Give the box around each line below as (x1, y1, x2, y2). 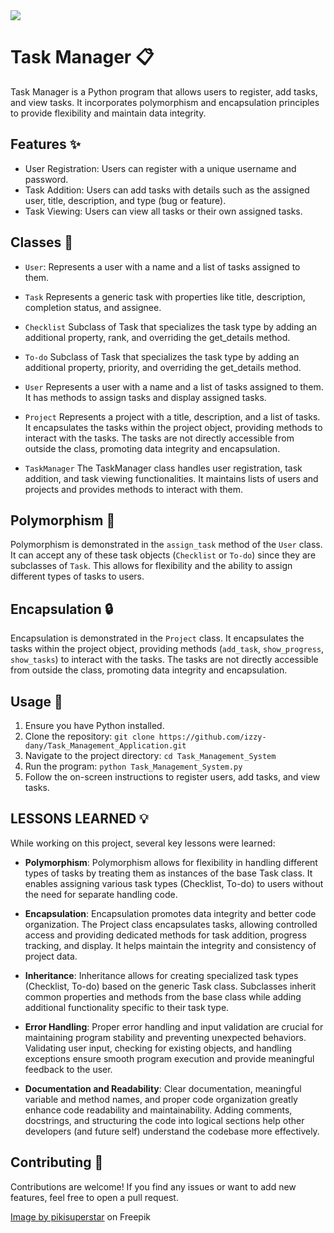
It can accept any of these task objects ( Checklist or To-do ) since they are (10, 549, 317, 561)
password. (24, 173, 69, 185)
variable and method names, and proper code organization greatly (24, 1093, 298, 1105)
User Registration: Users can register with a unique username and (24, 162, 297, 174)
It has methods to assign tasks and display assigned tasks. (24, 391, 267, 403)
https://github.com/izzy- (158, 732, 267, 742)
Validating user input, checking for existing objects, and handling (24, 1042, 292, 1054)
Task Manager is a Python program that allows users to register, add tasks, (10, 85, 318, 98)
